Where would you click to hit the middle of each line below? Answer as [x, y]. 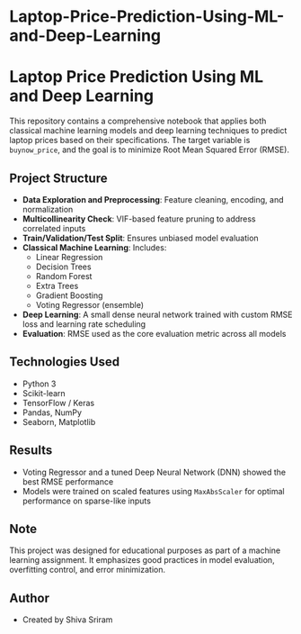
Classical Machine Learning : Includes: [94, 247]
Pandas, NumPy [52, 412]
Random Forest [64, 276]
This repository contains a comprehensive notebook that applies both [138, 121]
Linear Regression [69, 257]
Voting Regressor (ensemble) [90, 304]
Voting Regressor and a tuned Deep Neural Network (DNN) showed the [154, 472]
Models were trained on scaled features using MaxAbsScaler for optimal [153, 491]
